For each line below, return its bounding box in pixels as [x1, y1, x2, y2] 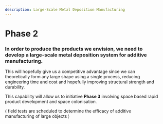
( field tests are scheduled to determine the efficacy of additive [5, 108, 131, 114]
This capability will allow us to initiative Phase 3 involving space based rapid [5, 93, 158, 100]
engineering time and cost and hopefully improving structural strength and [5, 79, 154, 85]
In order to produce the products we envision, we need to [5, 45, 143, 52]
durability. [5, 84, 25, 90]
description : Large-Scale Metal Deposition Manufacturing [5, 7, 125, 12]
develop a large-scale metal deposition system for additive [5, 52, 147, 58]
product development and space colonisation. [5, 99, 97, 105]
